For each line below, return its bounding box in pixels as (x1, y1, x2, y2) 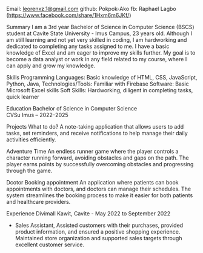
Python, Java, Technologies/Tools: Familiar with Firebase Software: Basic (6, 80, 189, 87)
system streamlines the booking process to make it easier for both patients (6, 192, 193, 199)
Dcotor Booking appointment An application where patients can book (6, 179, 179, 186)
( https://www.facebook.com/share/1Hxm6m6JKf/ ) (6, 12, 131, 19)
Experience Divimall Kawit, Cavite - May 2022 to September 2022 (6, 210, 171, 217)
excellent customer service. (15, 241, 85, 248)
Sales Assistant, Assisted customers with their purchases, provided (15, 221, 184, 229)
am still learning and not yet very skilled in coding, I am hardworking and (6, 36, 187, 43)
